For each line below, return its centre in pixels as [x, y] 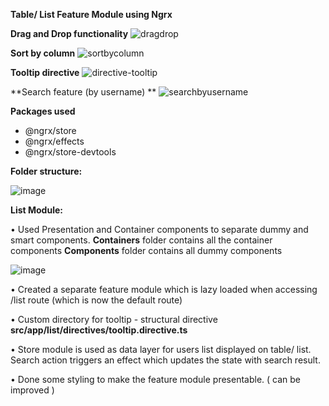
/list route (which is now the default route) [96, 300]
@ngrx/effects [54, 141]
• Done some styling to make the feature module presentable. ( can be [156, 379]
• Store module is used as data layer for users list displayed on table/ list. [161, 349]
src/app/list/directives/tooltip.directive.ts [99, 330]
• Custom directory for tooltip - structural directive [114, 319]
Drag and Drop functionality [69, 33]
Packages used [43, 111]
